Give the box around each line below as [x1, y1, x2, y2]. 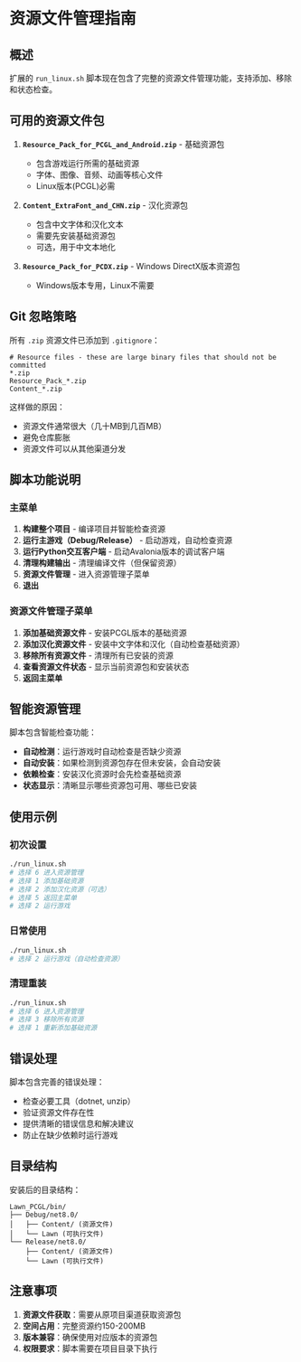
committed [9, 361, 47, 370]
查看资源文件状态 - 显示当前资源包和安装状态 [22, 661, 190, 672]
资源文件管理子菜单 [9, 605, 93, 617]
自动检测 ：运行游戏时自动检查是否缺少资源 [22, 747, 182, 757]
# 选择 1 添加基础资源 [9, 876, 84, 886]
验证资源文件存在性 [22, 1107, 95, 1118]
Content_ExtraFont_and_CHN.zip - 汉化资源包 [22, 200, 188, 211]
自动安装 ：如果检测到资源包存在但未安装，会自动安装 [22, 757, 221, 768]
